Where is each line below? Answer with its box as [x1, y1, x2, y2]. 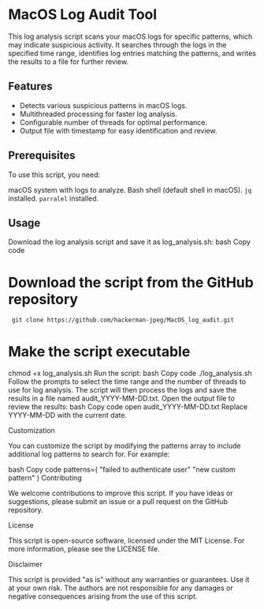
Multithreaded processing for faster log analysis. [19, 109, 177, 118]
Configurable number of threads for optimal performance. [19, 117, 207, 127]
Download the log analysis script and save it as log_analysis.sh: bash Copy [8, 237, 251, 246]
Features [8, 80, 53, 93]
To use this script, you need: [8, 170, 101, 179]
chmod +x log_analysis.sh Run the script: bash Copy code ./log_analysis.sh [8, 369, 252, 378]
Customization [8, 426, 55, 435]
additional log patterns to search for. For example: [8, 449, 170, 459]
